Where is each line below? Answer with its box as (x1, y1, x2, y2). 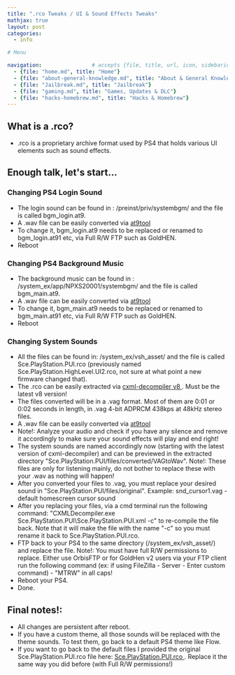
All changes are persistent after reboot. (17, 622, 131, 631)
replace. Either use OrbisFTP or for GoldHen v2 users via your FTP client (17, 554, 227, 562)
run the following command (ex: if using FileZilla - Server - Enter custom (17, 561, 226, 570)
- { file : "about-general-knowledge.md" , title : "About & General (13, 74, 208, 81)
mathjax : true (7, 17, 49, 24)
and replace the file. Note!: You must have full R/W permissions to (17, 547, 208, 555)
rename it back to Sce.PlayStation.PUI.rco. (17, 531, 140, 540)
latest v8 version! (17, 390, 68, 399)
